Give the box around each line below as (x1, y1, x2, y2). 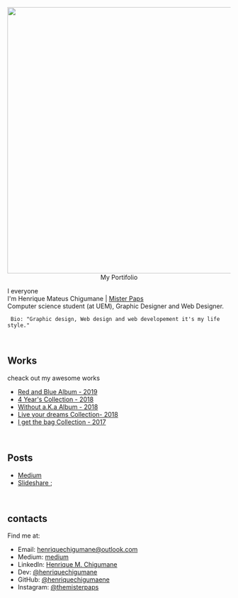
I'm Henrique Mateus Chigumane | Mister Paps (7, 295, 144, 303)
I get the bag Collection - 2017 (17, 418, 106, 426)
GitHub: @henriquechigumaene (17, 575, 110, 584)
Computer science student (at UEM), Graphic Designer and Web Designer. (7, 302, 225, 310)
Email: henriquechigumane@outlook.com (17, 545, 138, 554)
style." (7, 322, 30, 329)
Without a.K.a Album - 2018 (17, 402, 98, 411)
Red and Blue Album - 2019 (17, 387, 98, 396)
